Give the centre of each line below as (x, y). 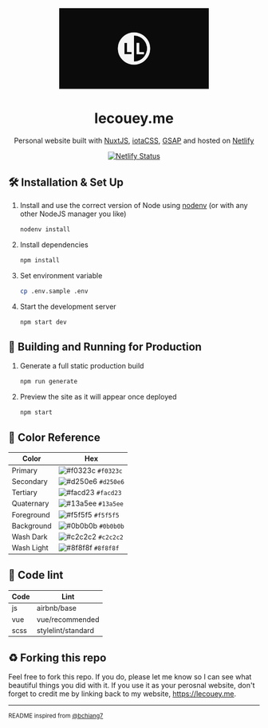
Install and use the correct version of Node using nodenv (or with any (134, 206)
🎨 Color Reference (55, 437)
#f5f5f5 (106, 515)
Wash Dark (30, 537)
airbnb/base (57, 608)
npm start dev (43, 322)
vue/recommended (68, 619)
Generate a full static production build (82, 366)
